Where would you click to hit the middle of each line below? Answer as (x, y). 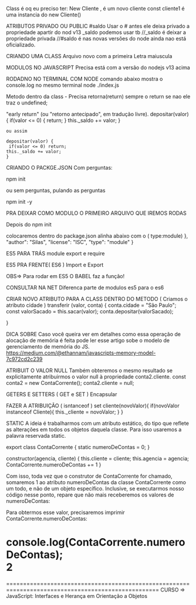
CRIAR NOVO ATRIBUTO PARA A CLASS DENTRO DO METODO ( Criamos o (97, 299)
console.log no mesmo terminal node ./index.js (62, 85)
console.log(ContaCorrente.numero (96, 543)
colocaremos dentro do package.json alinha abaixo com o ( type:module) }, (97, 236)
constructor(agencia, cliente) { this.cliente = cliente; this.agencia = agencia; (98, 458)
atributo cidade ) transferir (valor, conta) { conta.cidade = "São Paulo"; (91, 305)
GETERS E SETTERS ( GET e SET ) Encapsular (62, 394)
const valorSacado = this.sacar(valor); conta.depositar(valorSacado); (90, 311)
